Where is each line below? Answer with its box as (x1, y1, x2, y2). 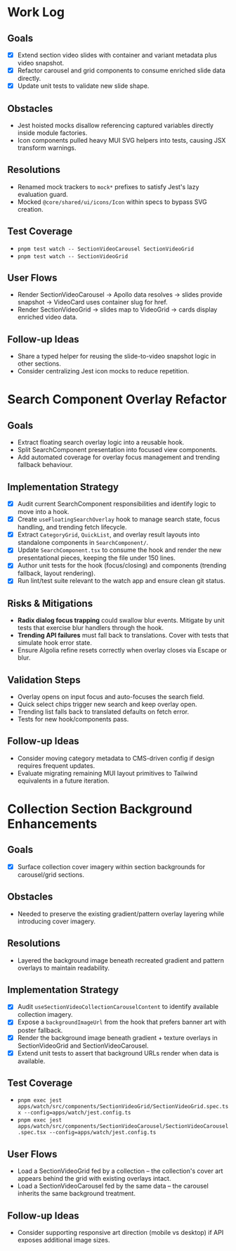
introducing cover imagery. (17, 917, 96, 925)
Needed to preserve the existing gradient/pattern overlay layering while (17, 909, 225, 918)
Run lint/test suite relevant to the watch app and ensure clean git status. (17, 577, 225, 585)
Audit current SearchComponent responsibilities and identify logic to (17, 500, 216, 508)
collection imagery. (17, 1011, 73, 1019)
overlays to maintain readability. (17, 963, 110, 972)
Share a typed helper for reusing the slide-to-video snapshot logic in (17, 352, 216, 361)
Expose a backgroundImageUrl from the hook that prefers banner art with (17, 1018, 226, 1027)
